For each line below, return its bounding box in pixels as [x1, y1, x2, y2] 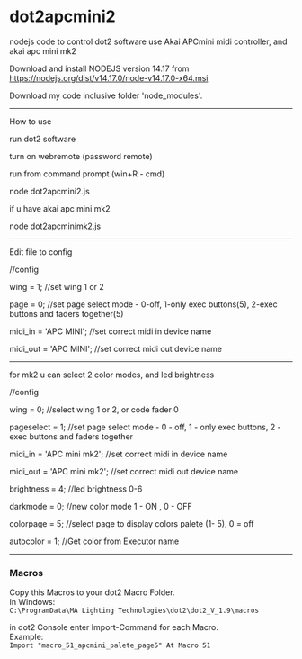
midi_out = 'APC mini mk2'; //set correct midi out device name [9, 465, 239, 476]
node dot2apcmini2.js [9, 185, 90, 196]
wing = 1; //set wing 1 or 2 [9, 281, 105, 292]
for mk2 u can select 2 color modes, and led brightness [9, 369, 215, 380]
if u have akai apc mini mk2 [9, 203, 111, 213]
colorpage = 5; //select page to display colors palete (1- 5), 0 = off [9, 518, 254, 528]
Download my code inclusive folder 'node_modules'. [9, 90, 203, 101]
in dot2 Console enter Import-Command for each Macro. [9, 622, 218, 633]
